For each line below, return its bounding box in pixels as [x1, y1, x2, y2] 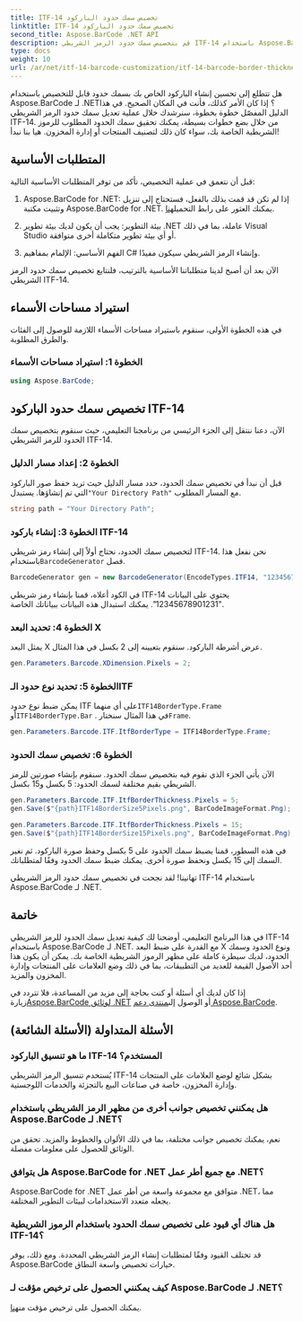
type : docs [10, 47, 51, 56]
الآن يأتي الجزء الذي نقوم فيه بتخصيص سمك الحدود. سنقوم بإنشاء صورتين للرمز [10, 769, 275, 780]
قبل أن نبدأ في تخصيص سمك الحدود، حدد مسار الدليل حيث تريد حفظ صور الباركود [10, 477, 282, 488]
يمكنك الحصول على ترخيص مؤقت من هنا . [10, 1301, 142, 1312]
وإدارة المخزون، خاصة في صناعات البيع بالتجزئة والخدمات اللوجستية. [10, 1080, 237, 1090]
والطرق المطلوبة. [10, 333, 69, 344]
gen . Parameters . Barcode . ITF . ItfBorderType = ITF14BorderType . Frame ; [10, 727, 272, 736]
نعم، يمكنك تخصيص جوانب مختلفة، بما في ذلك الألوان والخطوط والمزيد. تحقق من [10, 1133, 280, 1144]
